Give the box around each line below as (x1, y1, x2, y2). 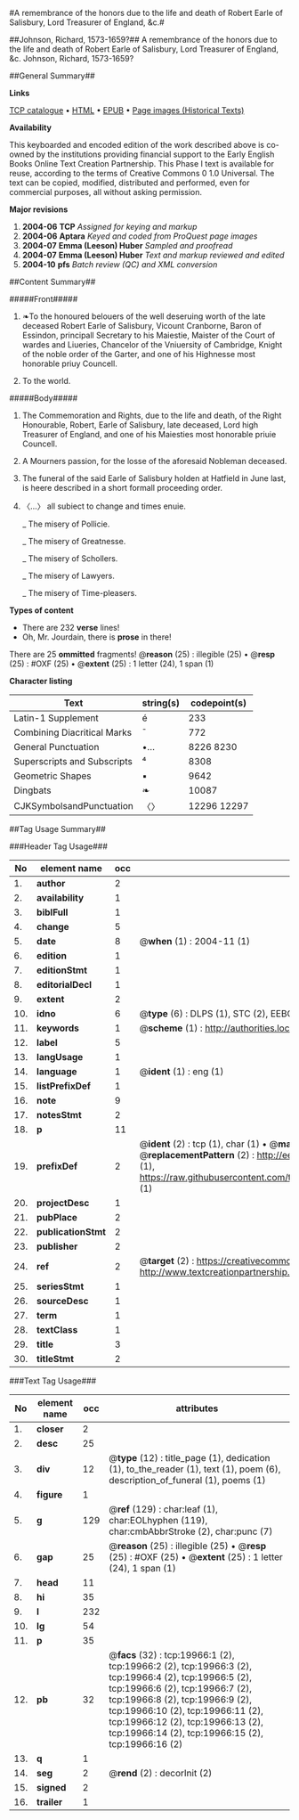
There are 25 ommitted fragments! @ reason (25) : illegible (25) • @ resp (9, 649, 276, 659)
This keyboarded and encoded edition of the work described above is (9, 140, 265, 150)
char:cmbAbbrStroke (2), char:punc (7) (108, 1525, 273, 1538)
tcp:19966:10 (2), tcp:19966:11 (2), (108, 1705, 264, 1717)
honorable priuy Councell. (21, 358, 117, 369)
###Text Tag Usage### (9, 1375, 97, 1386)
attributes (175, 1402, 219, 1415)
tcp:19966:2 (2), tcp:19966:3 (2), (108, 1661, 252, 1672)
